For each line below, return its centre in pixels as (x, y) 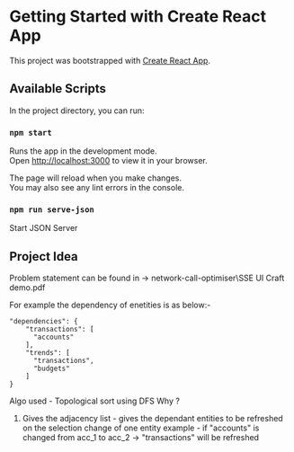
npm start (31, 133)
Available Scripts (58, 89)
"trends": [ (48, 353)
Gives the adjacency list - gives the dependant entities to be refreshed (152, 419)
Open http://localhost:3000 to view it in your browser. (109, 161)
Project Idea (44, 257)
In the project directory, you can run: (77, 111)
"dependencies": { (44, 322)
